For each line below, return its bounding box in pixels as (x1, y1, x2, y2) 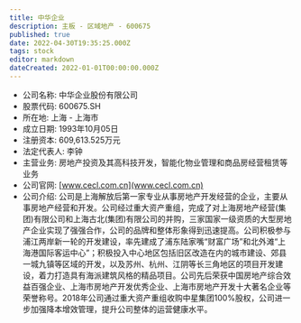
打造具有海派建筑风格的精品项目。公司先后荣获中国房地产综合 (53, 270, 284, 281)
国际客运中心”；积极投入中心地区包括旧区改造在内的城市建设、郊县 (38, 247, 287, 258)
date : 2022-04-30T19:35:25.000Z (9, 38, 131, 48)
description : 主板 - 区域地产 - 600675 (9, 22, 151, 31)
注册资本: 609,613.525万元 (22, 134, 121, 145)
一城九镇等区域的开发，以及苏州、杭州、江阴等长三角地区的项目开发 (22, 258, 276, 269)
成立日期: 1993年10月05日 (22, 123, 119, 134)
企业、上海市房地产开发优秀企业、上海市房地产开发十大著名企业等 (46, 281, 291, 291)
